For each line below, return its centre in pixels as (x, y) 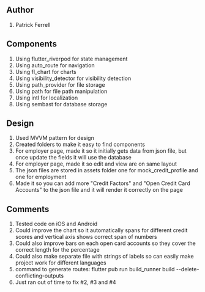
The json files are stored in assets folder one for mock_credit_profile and (106, 170)
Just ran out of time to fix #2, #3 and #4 (65, 282)
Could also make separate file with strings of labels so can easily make (104, 257)
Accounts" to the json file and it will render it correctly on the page (99, 190)
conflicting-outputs (39, 276)
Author (20, 10)
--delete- (188, 269)
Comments (28, 209)
